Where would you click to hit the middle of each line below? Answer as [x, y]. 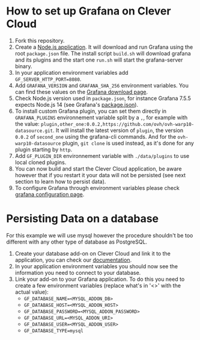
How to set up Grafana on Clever [89, 11]
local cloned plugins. [41, 162]
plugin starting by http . [44, 150]
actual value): [32, 292]
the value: [27, 124]
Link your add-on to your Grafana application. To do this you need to [100, 279]
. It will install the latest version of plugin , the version [118, 130]
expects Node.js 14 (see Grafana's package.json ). [77, 104]
